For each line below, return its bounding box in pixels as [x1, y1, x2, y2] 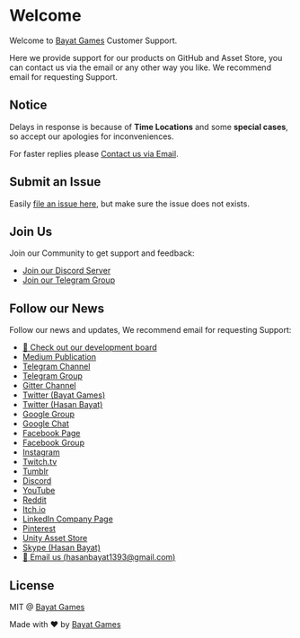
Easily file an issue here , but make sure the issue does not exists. [9, 198, 250, 209]
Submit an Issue [9, 174, 101, 189]
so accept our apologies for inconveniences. [9, 131, 174, 142]
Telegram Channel [22, 361, 91, 372]
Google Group [22, 409, 75, 420]
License [9, 578, 55, 593]
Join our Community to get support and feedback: [9, 248, 195, 258]
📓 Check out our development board [22, 342, 157, 353]
